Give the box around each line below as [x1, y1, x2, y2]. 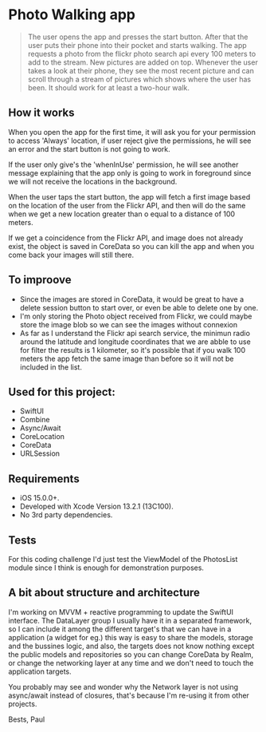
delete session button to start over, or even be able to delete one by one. [19, 303, 259, 312]
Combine [19, 415, 50, 425]
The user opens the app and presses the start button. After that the [27, 32, 248, 42]
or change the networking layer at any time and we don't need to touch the [8, 658, 254, 667]
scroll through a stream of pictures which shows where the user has [27, 74, 252, 84]
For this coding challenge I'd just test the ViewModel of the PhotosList [8, 555, 238, 564]
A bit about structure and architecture [8, 586, 201, 599]
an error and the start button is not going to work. [8, 144, 170, 153]
